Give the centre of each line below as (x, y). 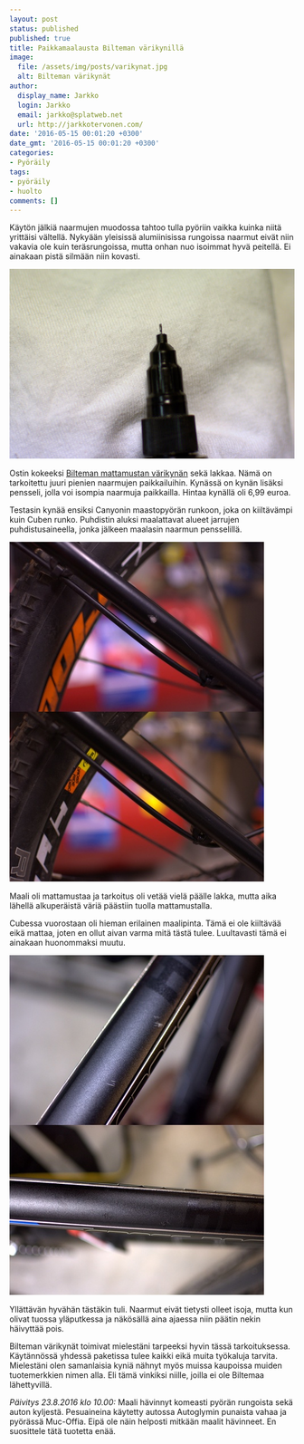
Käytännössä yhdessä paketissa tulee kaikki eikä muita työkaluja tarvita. (143, 1356)
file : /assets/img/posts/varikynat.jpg (93, 67)
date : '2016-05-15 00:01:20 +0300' (76, 134)
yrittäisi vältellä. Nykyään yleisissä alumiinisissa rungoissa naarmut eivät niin (152, 237)
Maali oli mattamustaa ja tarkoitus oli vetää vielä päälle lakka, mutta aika (143, 896)
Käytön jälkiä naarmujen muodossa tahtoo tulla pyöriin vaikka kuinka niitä (146, 227)
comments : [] (34, 201)
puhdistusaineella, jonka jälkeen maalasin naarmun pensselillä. (126, 529)
